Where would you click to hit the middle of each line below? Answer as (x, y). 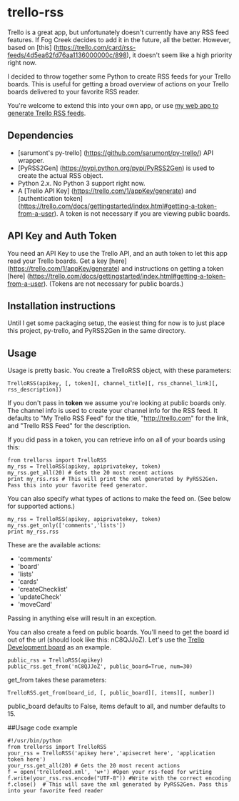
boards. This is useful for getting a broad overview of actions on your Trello (118, 84)
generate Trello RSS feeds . (47, 113)
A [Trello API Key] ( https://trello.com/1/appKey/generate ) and (107, 191)
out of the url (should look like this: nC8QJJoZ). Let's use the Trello (106, 640)
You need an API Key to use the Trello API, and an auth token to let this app (118, 253)
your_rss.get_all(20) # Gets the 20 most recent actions (94, 766)
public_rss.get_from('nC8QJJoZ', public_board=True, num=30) (100, 667)
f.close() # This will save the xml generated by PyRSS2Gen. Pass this (118, 785)
